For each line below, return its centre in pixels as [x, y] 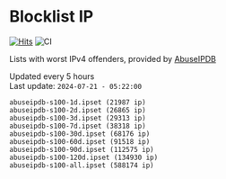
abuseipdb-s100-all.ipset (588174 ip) [82, 165]
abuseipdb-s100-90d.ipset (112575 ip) [82, 149]
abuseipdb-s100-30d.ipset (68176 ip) [80, 134]
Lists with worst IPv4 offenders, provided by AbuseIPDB [113, 58]
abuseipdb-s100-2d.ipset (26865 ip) [78, 110]
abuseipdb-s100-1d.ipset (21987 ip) [78, 102]
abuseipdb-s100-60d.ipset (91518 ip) [80, 141]
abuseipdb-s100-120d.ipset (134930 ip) [84, 157]
